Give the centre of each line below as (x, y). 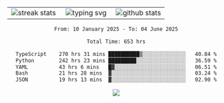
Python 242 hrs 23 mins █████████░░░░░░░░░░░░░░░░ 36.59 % (116, 60)
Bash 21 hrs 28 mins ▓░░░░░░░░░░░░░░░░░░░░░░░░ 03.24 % (116, 73)
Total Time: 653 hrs (116, 41)
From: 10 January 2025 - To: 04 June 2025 (116, 29)
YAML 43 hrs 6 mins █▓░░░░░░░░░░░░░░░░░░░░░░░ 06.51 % (116, 67)
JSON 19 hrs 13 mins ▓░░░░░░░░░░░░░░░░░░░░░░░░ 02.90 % (116, 80)
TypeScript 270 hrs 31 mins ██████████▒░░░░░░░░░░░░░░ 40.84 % (116, 54)
